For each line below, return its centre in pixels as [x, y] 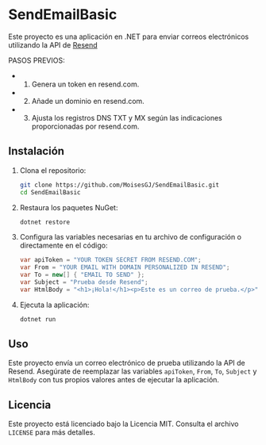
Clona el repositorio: [53, 170]
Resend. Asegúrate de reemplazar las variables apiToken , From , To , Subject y [133, 371]
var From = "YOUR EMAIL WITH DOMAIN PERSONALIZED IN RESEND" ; [125, 267]
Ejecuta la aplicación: [54, 305]
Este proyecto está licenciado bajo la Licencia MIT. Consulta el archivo [123, 424]
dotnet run [38, 319]
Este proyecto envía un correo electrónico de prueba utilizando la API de [127, 363]
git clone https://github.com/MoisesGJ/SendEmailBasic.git [120, 185]
